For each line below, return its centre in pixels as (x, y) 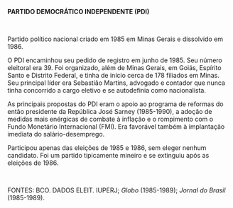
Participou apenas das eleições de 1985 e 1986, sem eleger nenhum (107, 148)
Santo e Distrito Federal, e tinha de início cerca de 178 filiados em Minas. (114, 75)
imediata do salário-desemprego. (56, 134)
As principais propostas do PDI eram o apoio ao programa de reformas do (115, 104)
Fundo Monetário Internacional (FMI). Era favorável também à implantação (116, 127)
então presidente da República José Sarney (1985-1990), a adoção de (110, 111)
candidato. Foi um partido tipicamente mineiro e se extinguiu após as (108, 155)
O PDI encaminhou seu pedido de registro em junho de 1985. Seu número (115, 60)
